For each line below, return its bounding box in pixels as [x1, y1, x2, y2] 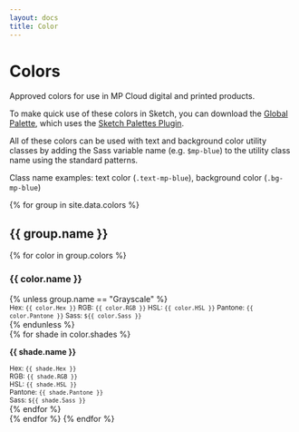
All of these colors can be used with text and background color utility [9, 135, 267, 146]
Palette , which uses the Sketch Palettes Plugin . [9, 118, 184, 129]
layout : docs [9, 13, 59, 23]
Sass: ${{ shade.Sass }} [9, 396, 86, 405]
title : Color [9, 22, 59, 31]
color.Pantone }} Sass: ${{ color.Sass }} [9, 310, 142, 320]
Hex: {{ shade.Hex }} [9, 364, 77, 373]
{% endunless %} [9, 319, 75, 329]
